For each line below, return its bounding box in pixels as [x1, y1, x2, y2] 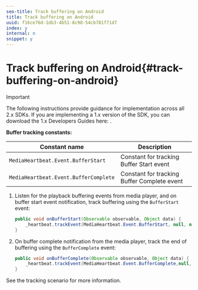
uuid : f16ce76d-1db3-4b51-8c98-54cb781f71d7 [6, 19, 117, 25]
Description [138, 143, 172, 151]
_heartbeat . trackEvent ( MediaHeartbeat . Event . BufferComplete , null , [25, 261, 192, 267]
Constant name [39, 143, 84, 151]
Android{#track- [101, 61, 184, 75]
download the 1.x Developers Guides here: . [6, 117, 112, 124]
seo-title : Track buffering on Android [6, 8, 104, 15]
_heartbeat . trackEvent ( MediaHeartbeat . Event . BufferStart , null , [25, 222, 187, 228]
